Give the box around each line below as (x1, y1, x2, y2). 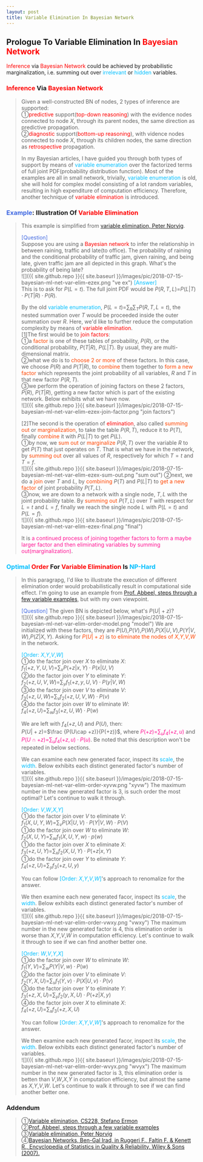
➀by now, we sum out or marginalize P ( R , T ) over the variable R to (21, 439, 188, 446)
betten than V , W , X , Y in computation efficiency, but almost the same (21, 1075, 191, 1083)
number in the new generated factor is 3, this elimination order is (21, 1069, 183, 1076)
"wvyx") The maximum (129, 1063, 187, 1070)
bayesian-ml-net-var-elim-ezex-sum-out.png (21, 471, 135, 479)
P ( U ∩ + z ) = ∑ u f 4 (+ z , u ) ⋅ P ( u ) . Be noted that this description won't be (21, 735, 191, 745)
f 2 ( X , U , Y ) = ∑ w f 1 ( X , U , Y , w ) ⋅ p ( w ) (21, 833, 103, 842)
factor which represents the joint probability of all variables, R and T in (21, 369, 197, 376)
